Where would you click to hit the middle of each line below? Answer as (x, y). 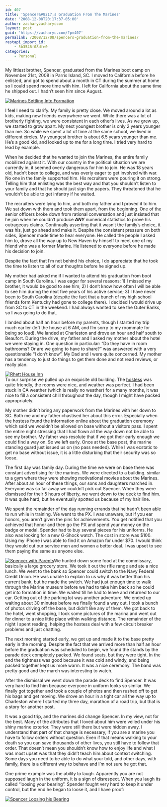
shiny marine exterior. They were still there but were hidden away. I (74, 727)
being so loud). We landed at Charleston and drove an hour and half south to (83, 333)
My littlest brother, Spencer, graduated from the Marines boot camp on (78, 70)
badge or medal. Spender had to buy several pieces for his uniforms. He (79, 530)
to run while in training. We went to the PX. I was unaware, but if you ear (79, 514)
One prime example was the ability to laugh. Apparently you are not (74, 774)
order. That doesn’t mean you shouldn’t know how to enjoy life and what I (80, 748)
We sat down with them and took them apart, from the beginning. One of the (83, 209)
